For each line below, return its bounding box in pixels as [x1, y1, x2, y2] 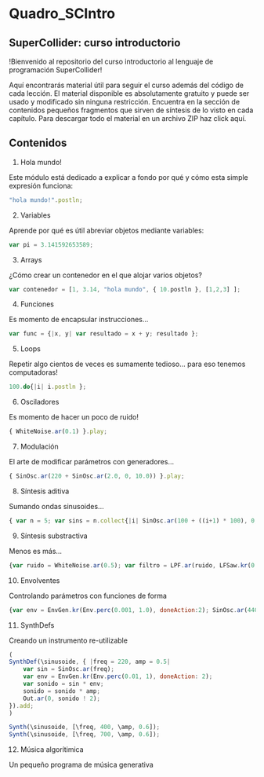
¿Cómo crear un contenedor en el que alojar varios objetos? [9, 270, 203, 280]
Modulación [20, 442, 59, 452]
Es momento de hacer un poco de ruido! [9, 412, 139, 422]
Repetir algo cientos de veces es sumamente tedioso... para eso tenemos [9, 359, 246, 369]
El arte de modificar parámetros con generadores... [9, 457, 175, 467]
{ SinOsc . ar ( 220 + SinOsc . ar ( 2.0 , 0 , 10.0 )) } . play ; [9, 472, 185, 480]
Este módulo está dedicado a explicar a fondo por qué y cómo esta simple [9, 172, 249, 181]
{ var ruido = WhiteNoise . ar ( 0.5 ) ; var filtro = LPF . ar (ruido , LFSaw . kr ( [9, 561, 251, 570]
